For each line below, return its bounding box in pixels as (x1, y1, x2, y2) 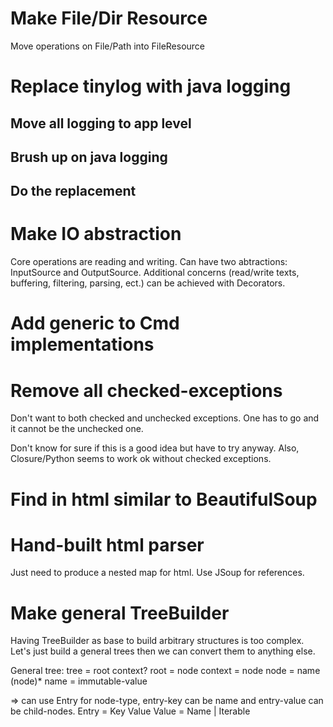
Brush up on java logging (10, 148, 168, 166)
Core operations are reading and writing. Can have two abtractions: (10, 256, 288, 268)
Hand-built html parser (10, 533, 205, 556)
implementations (10, 333, 155, 356)
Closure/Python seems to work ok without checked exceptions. (10, 453, 272, 465)
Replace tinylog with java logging (10, 75, 292, 98)
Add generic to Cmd (10, 312, 180, 335)
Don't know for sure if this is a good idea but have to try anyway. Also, (10, 442, 300, 454)
